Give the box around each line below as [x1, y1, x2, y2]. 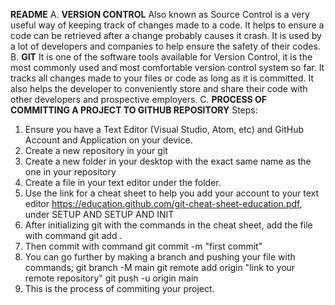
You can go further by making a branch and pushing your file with [24, 251, 296, 263]
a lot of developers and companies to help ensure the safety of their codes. [10, 40, 321, 52]
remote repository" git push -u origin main [24, 272, 199, 284]
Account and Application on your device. [24, 134, 193, 146]
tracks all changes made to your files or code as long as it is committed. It [10, 72, 315, 84]
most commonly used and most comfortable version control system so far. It [10, 62, 325, 73]
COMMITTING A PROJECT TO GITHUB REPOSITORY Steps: [10, 104, 258, 116]
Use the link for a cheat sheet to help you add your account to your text [24, 187, 320, 199]
